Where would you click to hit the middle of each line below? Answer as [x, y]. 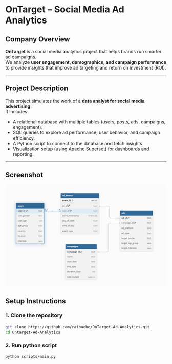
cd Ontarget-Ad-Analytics [33, 332]
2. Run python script [31, 345]
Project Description [37, 89]
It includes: [17, 111]
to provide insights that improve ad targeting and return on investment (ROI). [86, 68]
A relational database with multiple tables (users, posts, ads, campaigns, [89, 122]
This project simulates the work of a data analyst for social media [75, 101]
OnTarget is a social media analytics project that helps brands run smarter [84, 51]
